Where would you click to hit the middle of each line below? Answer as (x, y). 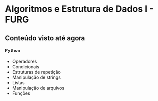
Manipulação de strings (37, 77)
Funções (21, 93)
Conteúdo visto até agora (45, 38)
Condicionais (26, 67)
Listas (18, 82)
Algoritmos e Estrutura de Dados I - (79, 9)
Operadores (25, 61)
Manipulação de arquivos (38, 88)
